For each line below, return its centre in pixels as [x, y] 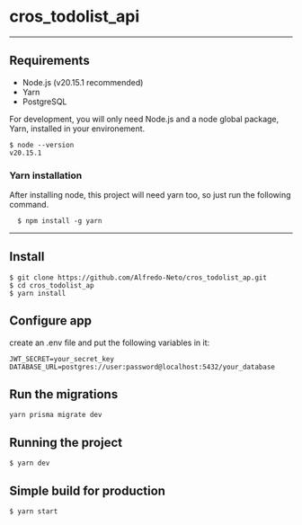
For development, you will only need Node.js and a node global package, [144, 119]
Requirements [49, 61]
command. [29, 205]
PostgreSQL [44, 102]
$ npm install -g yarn [60, 221]
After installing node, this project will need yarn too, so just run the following [150, 195]
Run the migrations [64, 394]
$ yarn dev [30, 463]
